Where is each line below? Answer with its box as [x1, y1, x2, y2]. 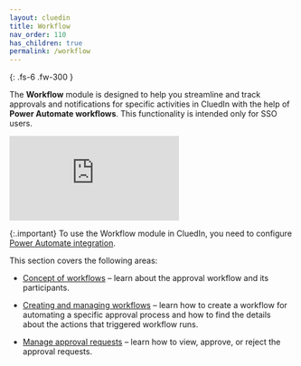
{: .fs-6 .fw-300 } [9, 71, 74, 82]
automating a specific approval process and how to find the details [22, 309, 271, 321]
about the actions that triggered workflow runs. [22, 319, 199, 330]
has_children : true [9, 38, 83, 48]
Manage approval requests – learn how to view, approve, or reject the [22, 336, 281, 348]
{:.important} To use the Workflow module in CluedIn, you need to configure [9, 228, 292, 239]
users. [9, 118, 33, 129]
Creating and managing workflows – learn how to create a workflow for [22, 300, 287, 311]
